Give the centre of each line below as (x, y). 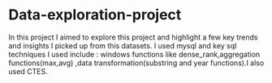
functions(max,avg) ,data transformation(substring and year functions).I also (136, 63)
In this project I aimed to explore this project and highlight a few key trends (133, 37)
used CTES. (28, 71)
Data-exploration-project (95, 15)
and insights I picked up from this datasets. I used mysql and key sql (123, 45)
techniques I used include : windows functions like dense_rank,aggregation (134, 54)
